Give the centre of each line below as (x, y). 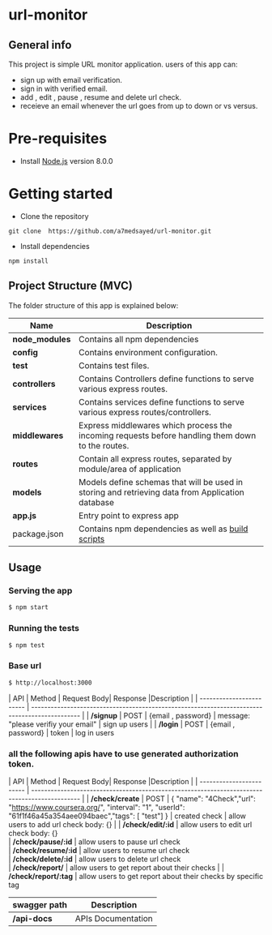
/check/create (115, 798)
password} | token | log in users (62, 732)
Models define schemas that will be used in (161, 482)
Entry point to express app (129, 515)
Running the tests (44, 628)
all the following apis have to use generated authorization (123, 753)
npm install (28, 261)
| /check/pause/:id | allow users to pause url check (94, 842)
